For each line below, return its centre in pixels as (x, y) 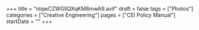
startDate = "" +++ (29, 21)
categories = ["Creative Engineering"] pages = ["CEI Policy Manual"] (91, 15)
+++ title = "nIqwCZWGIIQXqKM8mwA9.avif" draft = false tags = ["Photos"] (100, 9)
